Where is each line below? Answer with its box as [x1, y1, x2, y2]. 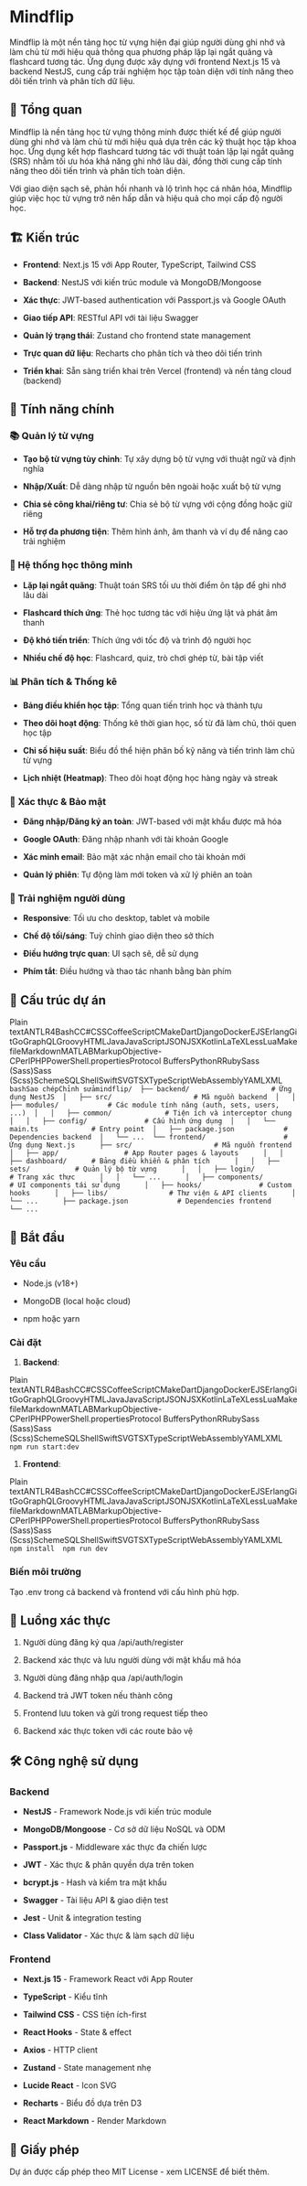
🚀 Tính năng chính [9, 401, 115, 417]
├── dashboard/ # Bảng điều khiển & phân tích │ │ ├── [9, 1157, 281, 1166]
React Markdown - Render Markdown [22, 2116, 167, 2127]
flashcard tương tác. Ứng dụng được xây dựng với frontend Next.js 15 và [9, 56, 281, 67]
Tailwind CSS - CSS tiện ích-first [22, 2009, 147, 2020]
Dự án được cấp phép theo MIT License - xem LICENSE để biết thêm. [9, 2166, 270, 2178]
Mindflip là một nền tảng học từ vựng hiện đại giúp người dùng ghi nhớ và [9, 37, 286, 48]
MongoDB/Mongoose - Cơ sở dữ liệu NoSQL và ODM [22, 1824, 226, 1835]
